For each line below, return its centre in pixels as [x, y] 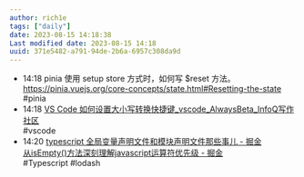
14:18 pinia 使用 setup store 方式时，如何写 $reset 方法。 [129, 79]
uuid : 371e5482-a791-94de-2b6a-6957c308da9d [95, 52]
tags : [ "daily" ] [40, 26]
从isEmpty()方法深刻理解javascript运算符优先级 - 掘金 [123, 153]
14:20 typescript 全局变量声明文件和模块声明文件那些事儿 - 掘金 [142, 142]
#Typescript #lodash [61, 163]
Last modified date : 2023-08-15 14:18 [83, 43]
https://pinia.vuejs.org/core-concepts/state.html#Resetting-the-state [152, 89]
